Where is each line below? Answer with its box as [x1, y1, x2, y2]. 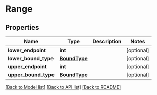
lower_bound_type [8, 55, 54, 62]
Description [92, 38, 122, 45]
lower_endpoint [8, 46, 46, 54]
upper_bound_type [8, 71, 55, 78]
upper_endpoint [8, 63, 47, 70]
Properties [5, 23, 39, 32]
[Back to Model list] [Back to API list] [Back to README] [5, 84, 121, 90]
